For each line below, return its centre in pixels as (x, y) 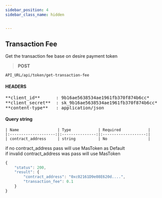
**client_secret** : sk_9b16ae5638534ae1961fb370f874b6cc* (82, 103)
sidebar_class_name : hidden (35, 15)
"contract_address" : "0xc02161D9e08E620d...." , (74, 177)
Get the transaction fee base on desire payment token (62, 56)
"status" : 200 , (30, 168)
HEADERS (16, 86)
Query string (19, 119)
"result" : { (27, 172)
